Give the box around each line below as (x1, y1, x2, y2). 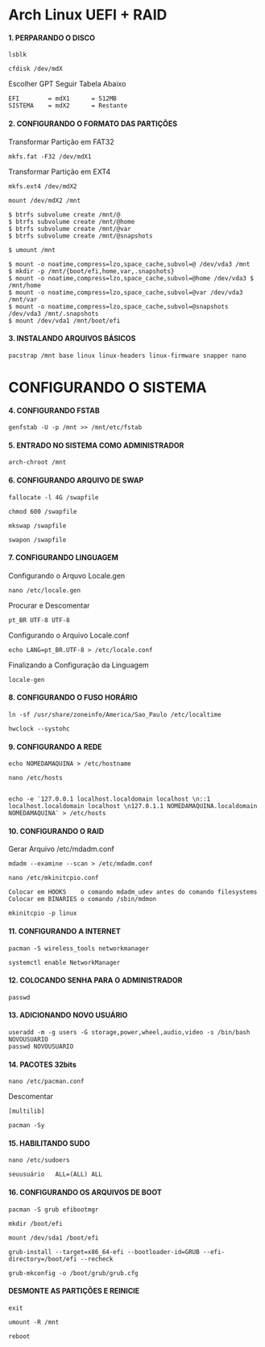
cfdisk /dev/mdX (8, 65, 63, 74)
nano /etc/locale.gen (8, 586, 81, 595)
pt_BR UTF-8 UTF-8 (8, 616, 70, 624)
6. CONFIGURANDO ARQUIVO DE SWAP (8, 475, 144, 485)
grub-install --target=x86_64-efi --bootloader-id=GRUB (8, 1248, 200, 1256)
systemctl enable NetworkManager (8, 958, 121, 966)
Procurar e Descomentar (8, 600, 90, 610)
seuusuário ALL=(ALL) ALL (8, 1170, 103, 1179)
